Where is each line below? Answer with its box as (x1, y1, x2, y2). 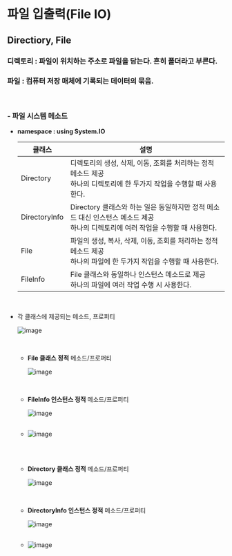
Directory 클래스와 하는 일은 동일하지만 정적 (70, 202, 206, 212)
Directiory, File (7, 34, 72, 46)
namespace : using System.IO (17, 127, 106, 135)
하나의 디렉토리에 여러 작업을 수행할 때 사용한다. (70, 223, 217, 233)
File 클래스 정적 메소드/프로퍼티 (27, 354, 112, 363)
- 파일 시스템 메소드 (7, 111, 68, 121)
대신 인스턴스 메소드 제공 (78, 213, 155, 222)
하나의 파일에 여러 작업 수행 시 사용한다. (70, 280, 192, 290)
